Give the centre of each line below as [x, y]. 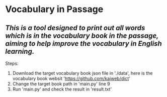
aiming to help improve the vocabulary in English [83, 43]
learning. [20, 51]
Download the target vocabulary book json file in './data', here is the [82, 73]
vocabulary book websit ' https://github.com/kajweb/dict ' [71, 78]
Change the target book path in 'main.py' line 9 [61, 84]
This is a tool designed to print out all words [75, 28]
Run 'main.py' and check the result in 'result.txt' [62, 89]
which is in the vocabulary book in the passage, [82, 35]
